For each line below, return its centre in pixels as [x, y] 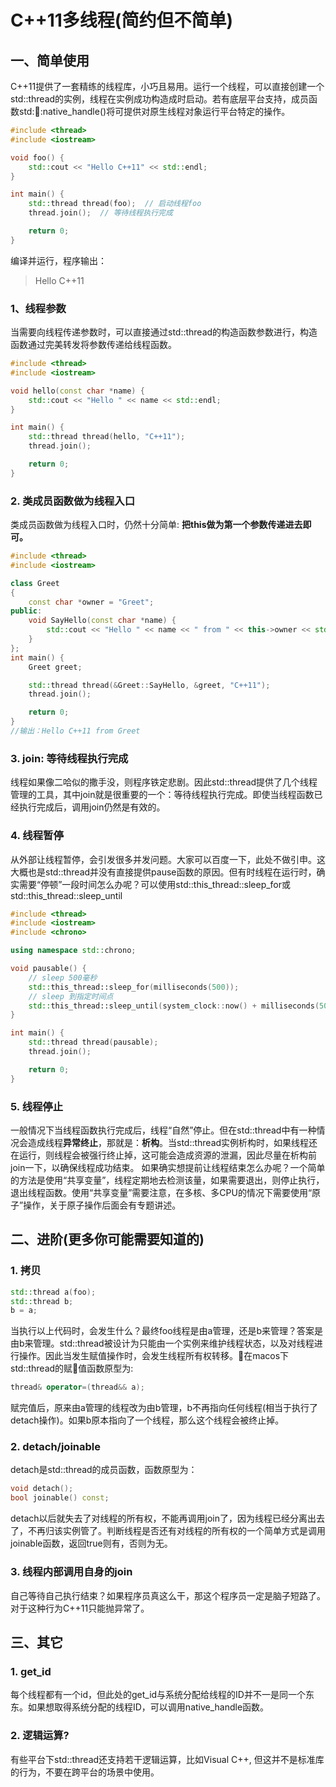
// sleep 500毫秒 [63, 977]
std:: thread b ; [42, 1301]
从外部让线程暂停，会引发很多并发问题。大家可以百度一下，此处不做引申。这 [168, 859]
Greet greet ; [55, 667]
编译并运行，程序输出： [58, 260]
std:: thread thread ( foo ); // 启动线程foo [115, 204]
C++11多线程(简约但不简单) [121, 20]
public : [26, 611]
